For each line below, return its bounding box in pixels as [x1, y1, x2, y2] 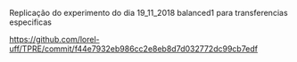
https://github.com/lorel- [9, 35, 100, 44]
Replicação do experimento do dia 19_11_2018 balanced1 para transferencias [9, 8, 288, 18]
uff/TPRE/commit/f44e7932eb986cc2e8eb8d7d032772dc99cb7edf [9, 43, 259, 54]
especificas [9, 17, 52, 27]
